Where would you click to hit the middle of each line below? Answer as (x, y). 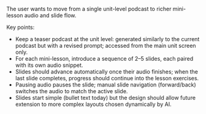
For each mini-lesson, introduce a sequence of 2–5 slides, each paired (104, 59)
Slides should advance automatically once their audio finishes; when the (106, 72)
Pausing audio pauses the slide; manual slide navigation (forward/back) (105, 85)
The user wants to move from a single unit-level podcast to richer (89, 9)
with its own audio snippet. (49, 65)
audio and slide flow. (50, 15)
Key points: (21, 27)
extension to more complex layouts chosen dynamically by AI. (93, 104)
